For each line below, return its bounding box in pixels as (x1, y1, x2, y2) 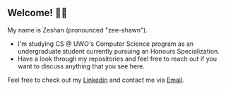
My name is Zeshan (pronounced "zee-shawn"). (7, 25, 148, 34)
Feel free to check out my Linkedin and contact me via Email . (7, 75, 185, 84)
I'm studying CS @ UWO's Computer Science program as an (17, 40, 194, 48)
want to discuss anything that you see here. (17, 61, 145, 71)
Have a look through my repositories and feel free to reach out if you (17, 54, 218, 63)
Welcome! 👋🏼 (7, 7, 68, 19)
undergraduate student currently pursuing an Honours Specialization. (17, 47, 220, 55)
